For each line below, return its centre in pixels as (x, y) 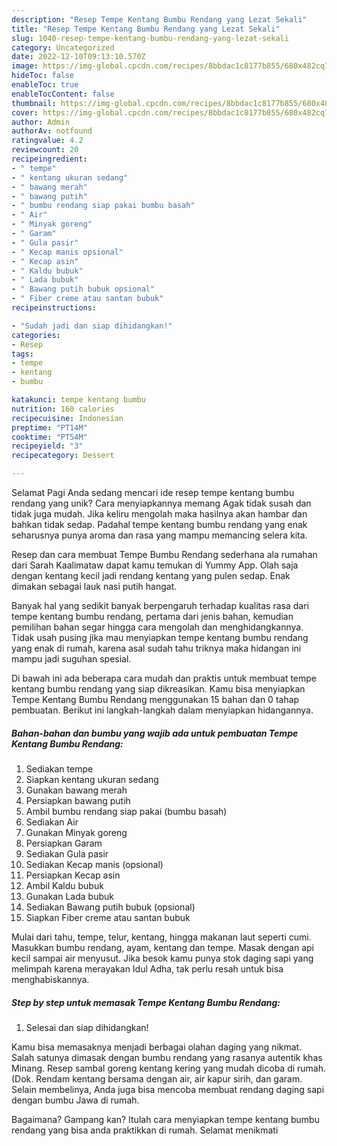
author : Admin (41, 122)
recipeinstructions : (54, 308)
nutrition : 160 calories (63, 409)
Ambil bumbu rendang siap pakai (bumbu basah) (126, 811)
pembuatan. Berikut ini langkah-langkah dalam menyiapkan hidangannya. (162, 710)
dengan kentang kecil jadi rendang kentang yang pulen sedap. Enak (151, 575)
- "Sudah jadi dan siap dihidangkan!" (92, 326)
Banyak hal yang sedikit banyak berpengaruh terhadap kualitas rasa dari (160, 605)
